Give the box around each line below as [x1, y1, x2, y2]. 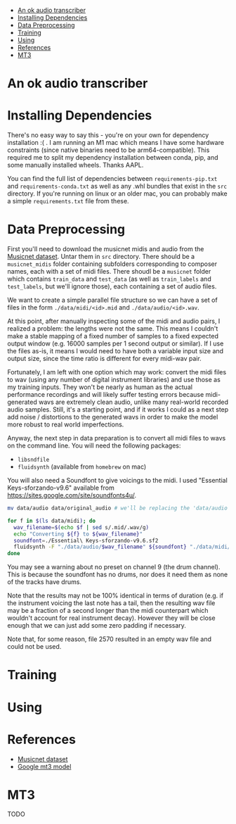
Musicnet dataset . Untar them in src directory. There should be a [7, 253, 195, 261]
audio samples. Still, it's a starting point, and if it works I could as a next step [7, 405, 229, 414]
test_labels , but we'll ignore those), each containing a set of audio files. [7, 282, 217, 291]
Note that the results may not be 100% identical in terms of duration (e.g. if [7, 591, 223, 600]
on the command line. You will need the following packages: [7, 441, 181, 450]
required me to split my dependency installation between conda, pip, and [7, 153, 219, 162]
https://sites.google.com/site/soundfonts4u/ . [7, 491, 137, 500]
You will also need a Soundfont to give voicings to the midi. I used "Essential [7, 476, 228, 485]
